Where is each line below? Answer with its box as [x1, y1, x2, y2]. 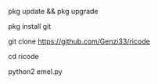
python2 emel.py [8, 67, 63, 76]
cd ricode [8, 52, 39, 61]
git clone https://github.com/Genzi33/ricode [8, 37, 150, 46]
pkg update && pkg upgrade [8, 7, 99, 16]
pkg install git [8, 22, 52, 30]
